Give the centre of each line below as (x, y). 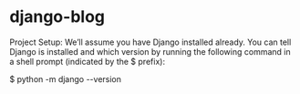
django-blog (57, 17)
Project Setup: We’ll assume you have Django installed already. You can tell (150, 42)
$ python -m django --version (65, 78)
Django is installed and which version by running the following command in (150, 51)
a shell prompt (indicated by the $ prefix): (88, 61)
